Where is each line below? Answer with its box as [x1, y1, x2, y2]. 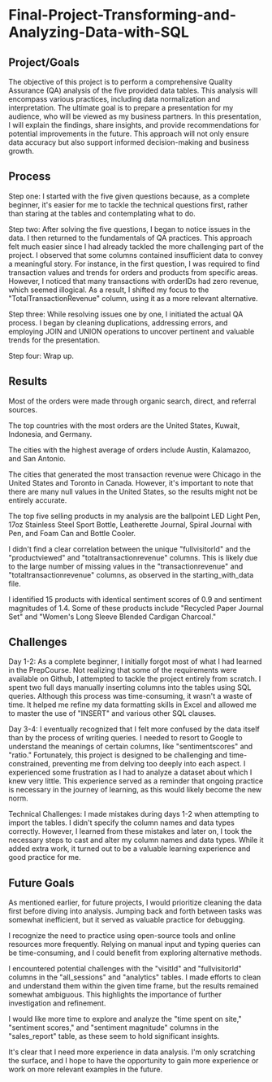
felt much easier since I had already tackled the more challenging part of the [8, 242, 264, 251]
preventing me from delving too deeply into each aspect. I [52, 759, 246, 769]
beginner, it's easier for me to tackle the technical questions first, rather [8, 199, 248, 209]
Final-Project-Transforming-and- [8, 6, 237, 24]
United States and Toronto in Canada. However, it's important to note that [8, 478, 254, 487]
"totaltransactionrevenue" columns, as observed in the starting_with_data [8, 569, 254, 579]
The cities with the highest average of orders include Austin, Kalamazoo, [8, 445, 252, 455]
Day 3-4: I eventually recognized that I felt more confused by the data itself [8, 724, 260, 734]
